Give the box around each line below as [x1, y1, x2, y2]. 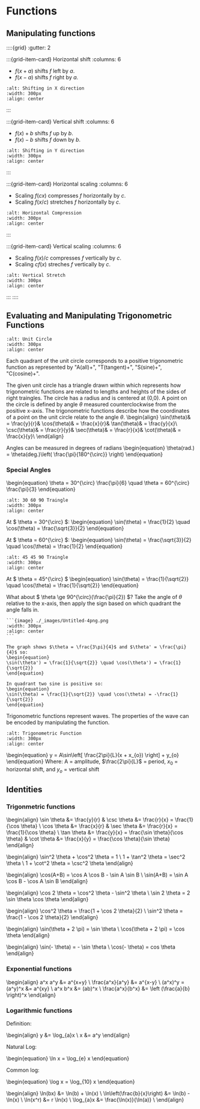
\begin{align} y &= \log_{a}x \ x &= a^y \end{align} [6, 1032, 130, 1039]
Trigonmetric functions [6, 803, 76, 811]
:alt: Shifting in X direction [6, 85, 85, 91]
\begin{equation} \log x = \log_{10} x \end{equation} [6, 1078, 135, 1085]
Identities [6, 785, 43, 795]
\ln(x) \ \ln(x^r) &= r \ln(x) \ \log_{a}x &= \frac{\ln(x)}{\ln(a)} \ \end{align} [6, 1096, 184, 1103]
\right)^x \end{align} [6, 991, 56, 998]
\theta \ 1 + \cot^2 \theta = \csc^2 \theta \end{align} [6, 860, 133, 867]
